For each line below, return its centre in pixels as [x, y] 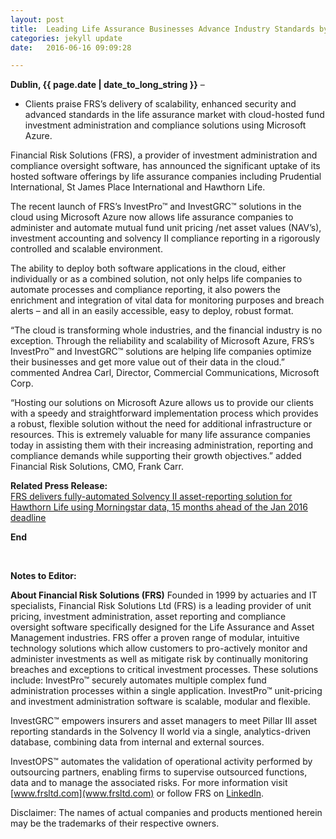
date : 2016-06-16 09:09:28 [71, 47]
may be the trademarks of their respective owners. [115, 823]
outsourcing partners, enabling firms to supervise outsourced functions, [159, 772]
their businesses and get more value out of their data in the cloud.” [147, 362]
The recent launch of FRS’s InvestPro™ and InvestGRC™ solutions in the [156, 207]
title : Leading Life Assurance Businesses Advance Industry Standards [162, 29]
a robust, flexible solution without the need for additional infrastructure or [161, 424]
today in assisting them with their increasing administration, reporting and [162, 445]
